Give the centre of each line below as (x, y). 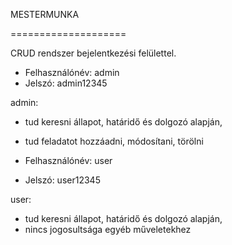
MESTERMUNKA (45, 14)
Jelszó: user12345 (62, 180)
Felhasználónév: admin (72, 72)
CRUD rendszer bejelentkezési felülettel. (93, 53)
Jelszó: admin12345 (66, 83)
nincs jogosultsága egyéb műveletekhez (108, 229)
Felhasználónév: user (68, 160)
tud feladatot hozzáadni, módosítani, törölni (114, 141)
